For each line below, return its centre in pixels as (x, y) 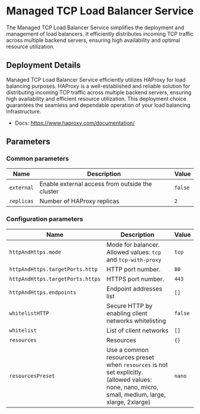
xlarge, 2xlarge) (128, 402)
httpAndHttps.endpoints (43, 292)
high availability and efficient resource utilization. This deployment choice (96, 98)
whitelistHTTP (29, 313)
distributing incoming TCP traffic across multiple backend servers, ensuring (99, 92)
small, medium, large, (136, 394)
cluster (49, 191)
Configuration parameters (45, 219)
